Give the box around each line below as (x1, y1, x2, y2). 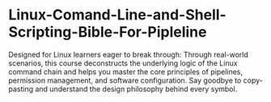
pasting (8, 83, 34, 94)
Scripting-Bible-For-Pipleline (8, 23, 207, 41)
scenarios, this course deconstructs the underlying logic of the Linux (8, 58, 238, 68)
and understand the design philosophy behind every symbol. (35, 83, 238, 94)
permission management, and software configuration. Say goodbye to (8, 75, 242, 85)
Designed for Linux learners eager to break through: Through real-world (8, 49, 249, 59)
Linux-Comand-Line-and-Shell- (8, 6, 227, 24)
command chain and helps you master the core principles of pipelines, (8, 66, 243, 76)
